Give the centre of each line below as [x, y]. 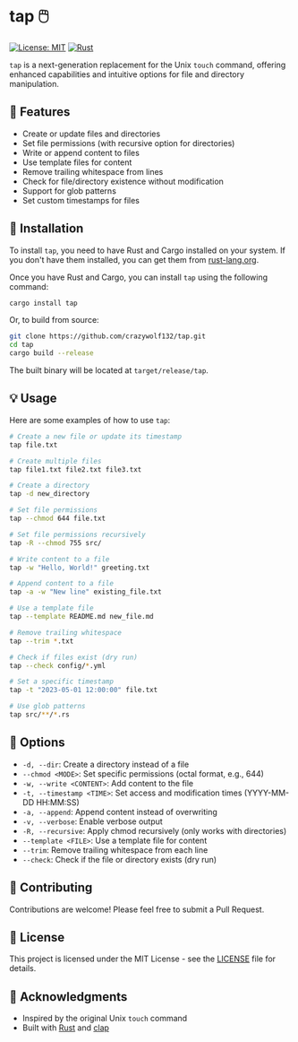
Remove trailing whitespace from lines [93, 171]
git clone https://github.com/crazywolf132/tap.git [107, 336]
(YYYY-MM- [266, 793]
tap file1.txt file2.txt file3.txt [76, 469]
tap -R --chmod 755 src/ [55, 543]
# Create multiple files [55, 461]
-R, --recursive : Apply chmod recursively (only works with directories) [154, 830]
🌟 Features [40, 112]
